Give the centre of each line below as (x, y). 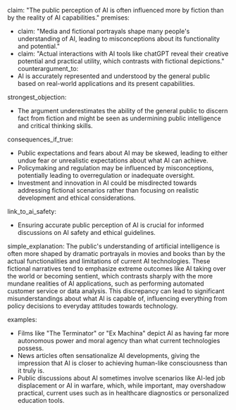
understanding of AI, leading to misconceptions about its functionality (119, 39)
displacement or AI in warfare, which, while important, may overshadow (122, 385)
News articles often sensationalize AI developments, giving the (108, 355)
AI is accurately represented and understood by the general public (114, 76)
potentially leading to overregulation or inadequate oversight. (106, 175)
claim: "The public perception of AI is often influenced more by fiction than (116, 10)
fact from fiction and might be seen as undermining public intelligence (119, 118)
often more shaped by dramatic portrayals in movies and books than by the (116, 254)
